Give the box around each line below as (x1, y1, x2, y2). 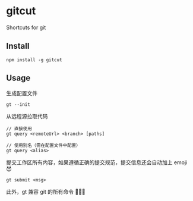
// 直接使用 (6, 125, 33, 131)
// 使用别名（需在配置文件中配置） (6, 142, 81, 148)
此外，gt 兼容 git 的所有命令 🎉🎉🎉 (6, 188, 86, 195)
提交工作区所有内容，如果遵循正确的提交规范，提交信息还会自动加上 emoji (6, 159, 188, 166)
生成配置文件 (6, 89, 37, 96)
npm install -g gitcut (6, 56, 62, 63)
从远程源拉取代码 (6, 112, 48, 120)
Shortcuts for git (6, 24, 46, 31)
